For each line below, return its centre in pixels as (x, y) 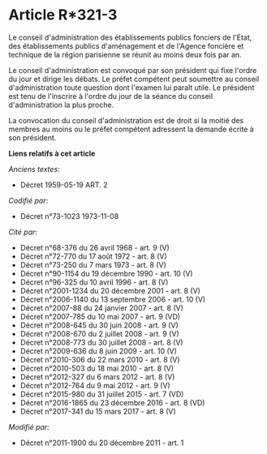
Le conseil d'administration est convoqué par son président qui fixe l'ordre (133, 70)
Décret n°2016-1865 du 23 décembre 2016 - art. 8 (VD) (112, 402)
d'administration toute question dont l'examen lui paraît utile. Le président (131, 88)
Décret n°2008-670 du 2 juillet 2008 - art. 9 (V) (100, 333)
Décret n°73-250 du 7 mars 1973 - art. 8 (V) (93, 264)
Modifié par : (29, 426)
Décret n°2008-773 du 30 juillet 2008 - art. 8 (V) (102, 342)
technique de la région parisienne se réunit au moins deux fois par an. (125, 54)
